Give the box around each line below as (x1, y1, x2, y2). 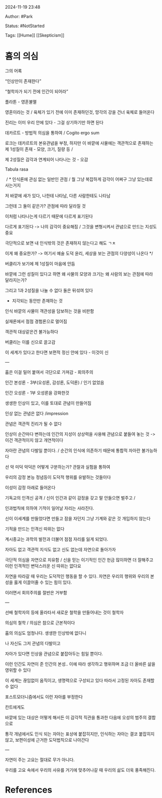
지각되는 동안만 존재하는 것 (12, 297, 63, 303)
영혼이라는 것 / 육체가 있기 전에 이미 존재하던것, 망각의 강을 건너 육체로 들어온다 (5, 109, 155, 115)
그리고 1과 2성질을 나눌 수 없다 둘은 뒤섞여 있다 (5, 287, 93, 293)
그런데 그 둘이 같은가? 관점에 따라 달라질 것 (5, 203, 86, 208)
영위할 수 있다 (5, 667, 31, 673)
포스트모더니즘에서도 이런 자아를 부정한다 (5, 694, 83, 699)
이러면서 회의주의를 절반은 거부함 (5, 590, 68, 595)
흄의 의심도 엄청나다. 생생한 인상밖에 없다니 (5, 630, 87, 636)
